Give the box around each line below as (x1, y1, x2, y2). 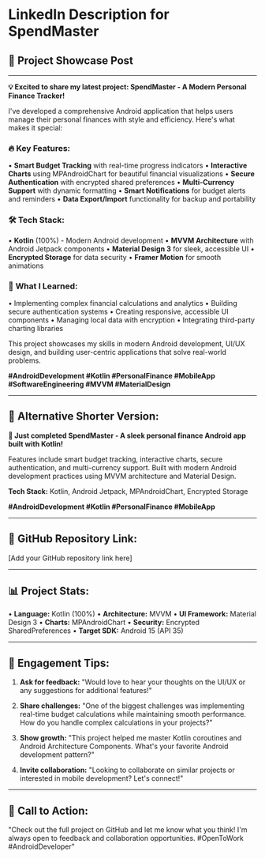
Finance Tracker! (8, 91, 65, 100)
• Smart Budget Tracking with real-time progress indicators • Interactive (8, 160, 248, 171)
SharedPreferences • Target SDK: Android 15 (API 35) (8, 626, 184, 635)
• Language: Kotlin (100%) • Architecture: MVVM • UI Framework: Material (8, 609, 256, 619)
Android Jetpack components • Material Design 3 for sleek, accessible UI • (8, 243, 255, 254)
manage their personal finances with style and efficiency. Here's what (8, 115, 235, 124)
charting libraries (8, 323, 64, 333)
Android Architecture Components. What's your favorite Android (19, 741, 229, 752)
